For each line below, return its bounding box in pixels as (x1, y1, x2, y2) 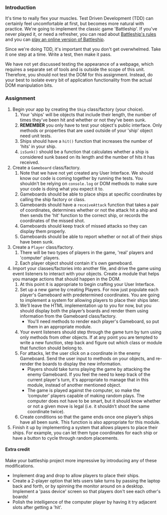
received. (19, 159, 39, 165)
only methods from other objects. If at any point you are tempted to (19, 334, 158, 340)
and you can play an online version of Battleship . (5, 36, 105, 42)
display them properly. (19, 228, 66, 234)
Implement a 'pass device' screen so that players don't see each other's (12, 488, 161, 494)
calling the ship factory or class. (19, 196, 86, 202)
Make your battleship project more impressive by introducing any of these (5, 457, 157, 463)
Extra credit (5, 446, 30, 453)
